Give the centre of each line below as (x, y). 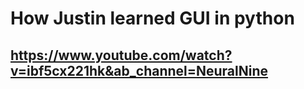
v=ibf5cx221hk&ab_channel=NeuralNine (139, 70)
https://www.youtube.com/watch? (121, 55)
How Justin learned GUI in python (152, 18)
